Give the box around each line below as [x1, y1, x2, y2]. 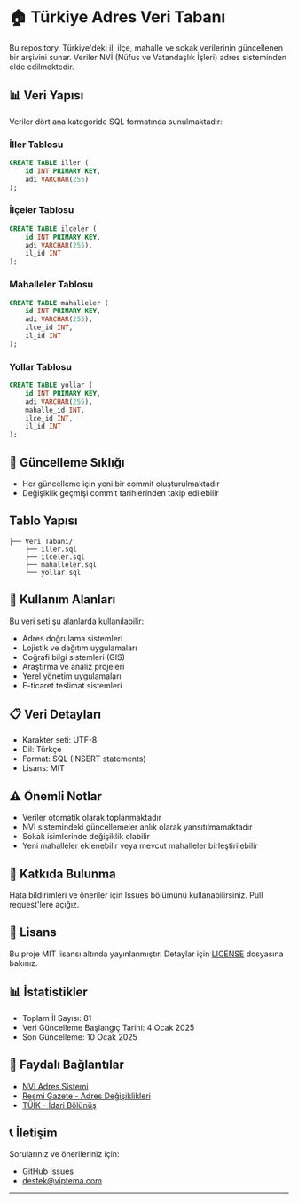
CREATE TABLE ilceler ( [9, 224, 98, 233]
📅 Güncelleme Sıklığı [9, 454, 126, 470]
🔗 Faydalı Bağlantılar [9, 1058, 124, 1073]
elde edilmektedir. [9, 61, 74, 72]
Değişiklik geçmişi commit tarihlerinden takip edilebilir [21, 488, 219, 498]
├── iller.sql [25, 545, 77, 554]
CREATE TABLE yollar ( [9, 381, 93, 390]
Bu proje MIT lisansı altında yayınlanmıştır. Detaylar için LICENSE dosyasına [9, 948, 284, 959]
